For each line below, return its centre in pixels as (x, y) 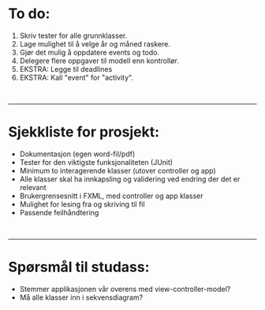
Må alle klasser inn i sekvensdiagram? (81, 297)
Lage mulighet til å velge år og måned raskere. (95, 43)
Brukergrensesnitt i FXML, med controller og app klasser (111, 196)
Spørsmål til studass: (79, 267)
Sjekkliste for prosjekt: (84, 132)
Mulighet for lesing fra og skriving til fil (82, 204)
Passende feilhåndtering (59, 212)
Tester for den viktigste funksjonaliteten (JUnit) (96, 162)
